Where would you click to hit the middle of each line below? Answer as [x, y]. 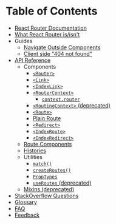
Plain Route [47, 118]
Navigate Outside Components [62, 47]
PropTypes [45, 177]
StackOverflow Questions [46, 195]
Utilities [33, 157]
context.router [61, 99]
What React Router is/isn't [47, 34]
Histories [35, 151]
